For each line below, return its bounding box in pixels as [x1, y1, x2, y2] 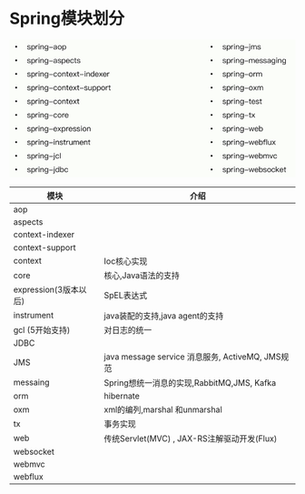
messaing [13, 377, 50, 388]
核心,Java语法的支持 [103, 270, 180, 281]
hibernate [103, 390, 141, 401]
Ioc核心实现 [103, 256, 148, 267]
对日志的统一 [103, 324, 152, 335]
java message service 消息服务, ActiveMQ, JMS [103, 351, 281, 362]
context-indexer [13, 229, 75, 240]
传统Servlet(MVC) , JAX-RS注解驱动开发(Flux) [103, 433, 278, 444]
